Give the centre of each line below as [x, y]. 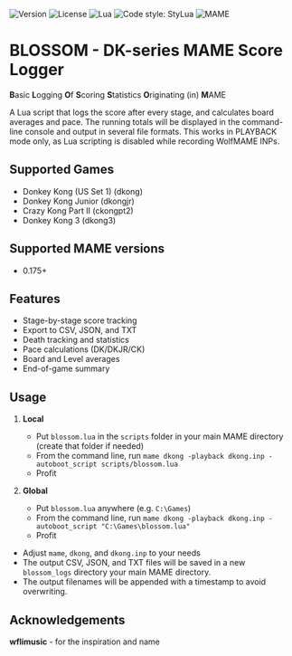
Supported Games [62, 170]
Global [35, 491]
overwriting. [45, 592]
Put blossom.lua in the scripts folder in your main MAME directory [160, 437]
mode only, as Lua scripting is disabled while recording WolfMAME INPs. [145, 141]
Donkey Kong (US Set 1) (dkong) [82, 191]
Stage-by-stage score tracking [80, 320]
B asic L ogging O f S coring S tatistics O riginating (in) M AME [118, 94]
